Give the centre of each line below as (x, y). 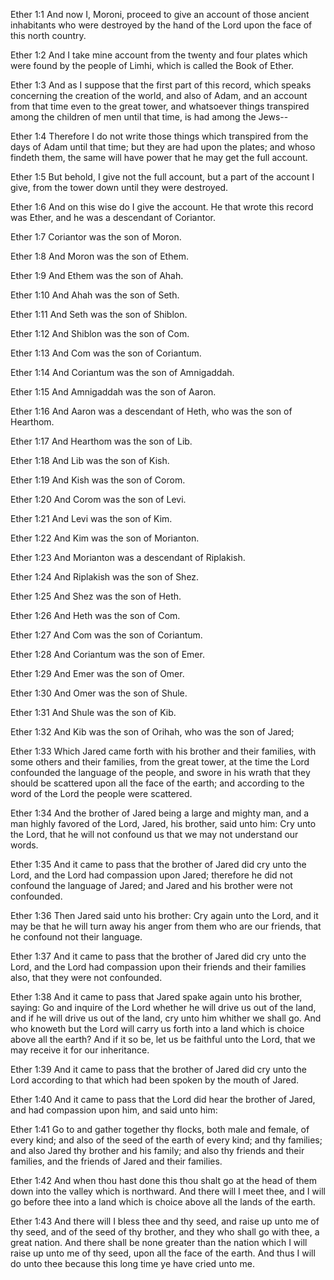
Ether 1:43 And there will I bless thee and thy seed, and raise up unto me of (165, 1221)
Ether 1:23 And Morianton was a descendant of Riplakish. (128, 557)
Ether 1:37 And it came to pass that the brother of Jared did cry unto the (158, 956)
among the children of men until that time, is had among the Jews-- (149, 117)
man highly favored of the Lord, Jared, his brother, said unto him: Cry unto (163, 823)
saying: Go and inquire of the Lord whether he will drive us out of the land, (163, 1007)
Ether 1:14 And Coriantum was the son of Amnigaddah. (122, 372)
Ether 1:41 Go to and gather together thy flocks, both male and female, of (160, 1129)
